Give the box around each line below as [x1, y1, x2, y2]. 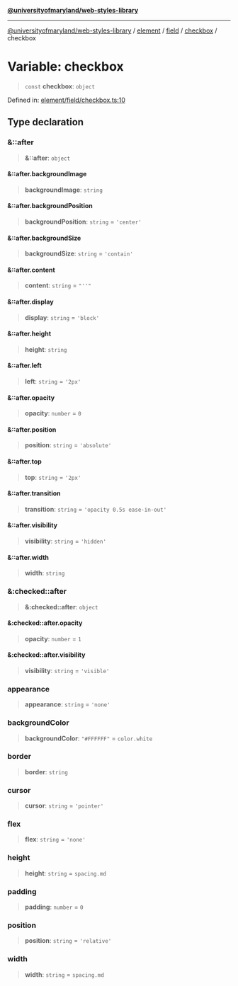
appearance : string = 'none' [24, 700, 111, 709]
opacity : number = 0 [24, 409, 81, 418]
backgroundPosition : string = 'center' [24, 217, 142, 226]
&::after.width [7, 553, 50, 561]
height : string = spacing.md [24, 869, 107, 877]
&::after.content [7, 265, 55, 274]
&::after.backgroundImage [7, 170, 87, 178]
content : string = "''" [24, 281, 92, 290]
